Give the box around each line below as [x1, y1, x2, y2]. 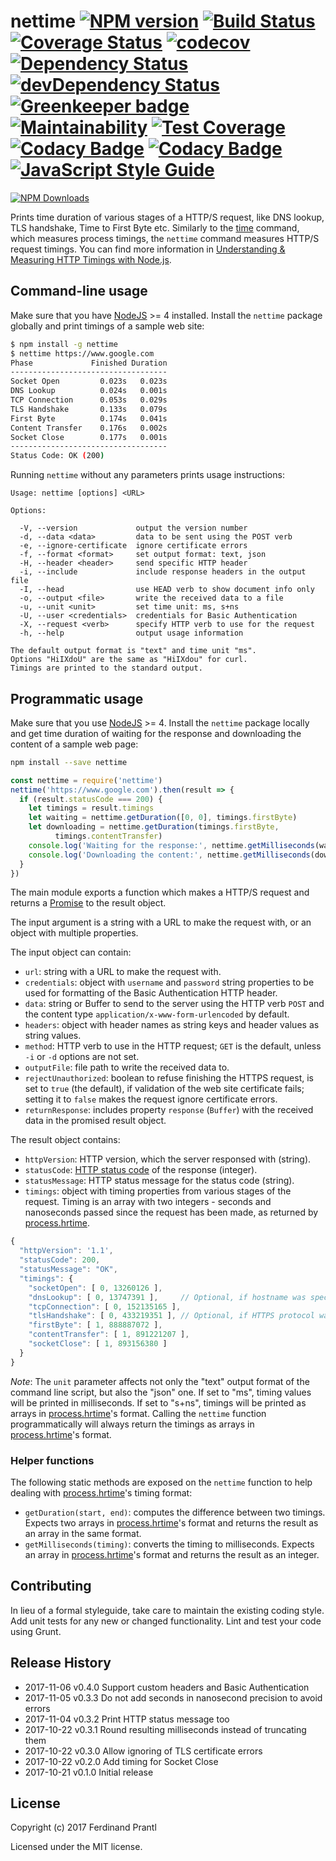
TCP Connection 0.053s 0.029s [10, 395, 168, 405]
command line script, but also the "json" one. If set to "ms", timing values [10, 1386, 312, 1398]
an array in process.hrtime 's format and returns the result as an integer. [24, 1548, 320, 1560]
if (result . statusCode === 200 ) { [19, 794, 163, 804]
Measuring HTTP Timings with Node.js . [10, 253, 172, 265]
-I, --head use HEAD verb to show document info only [19, 585, 315, 595]
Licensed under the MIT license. [10, 1841, 143, 1853]
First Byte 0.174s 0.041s [10, 413, 168, 424]
